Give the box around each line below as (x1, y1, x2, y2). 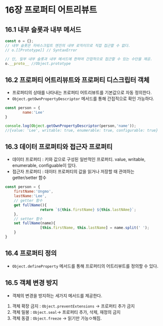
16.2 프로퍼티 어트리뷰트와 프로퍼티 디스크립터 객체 (5, 76, 150, 84)
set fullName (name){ (14, 221, 56, 226)
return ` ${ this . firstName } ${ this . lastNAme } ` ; (40, 207, 137, 212)
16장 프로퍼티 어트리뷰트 (5, 4, 98, 16)
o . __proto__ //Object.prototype (5, 61, 71, 66)
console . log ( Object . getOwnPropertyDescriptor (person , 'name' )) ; (5, 123, 137, 128)
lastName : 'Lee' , (14, 194, 47, 199)
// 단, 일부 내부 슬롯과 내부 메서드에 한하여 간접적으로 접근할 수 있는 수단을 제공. (5, 57, 153, 61)
